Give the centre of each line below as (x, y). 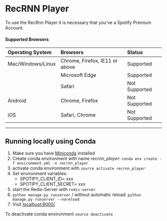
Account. (14, 27)
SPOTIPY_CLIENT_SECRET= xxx (53, 184)
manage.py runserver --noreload (46, 199)
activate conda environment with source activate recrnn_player (79, 168)
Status (135, 52)
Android (17, 101)
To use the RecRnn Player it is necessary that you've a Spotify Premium (78, 22)
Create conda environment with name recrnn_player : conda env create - (87, 158)
